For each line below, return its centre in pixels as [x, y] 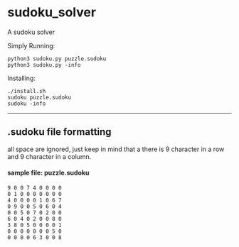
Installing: [21, 78]
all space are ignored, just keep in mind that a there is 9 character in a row [116, 149]
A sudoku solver [31, 32]
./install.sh [27, 91]
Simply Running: [31, 45]
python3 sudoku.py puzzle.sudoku [57, 59]
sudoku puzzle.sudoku [39, 97]
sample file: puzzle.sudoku [48, 173]
